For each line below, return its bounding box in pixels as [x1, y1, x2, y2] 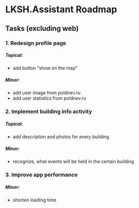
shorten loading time [12, 197, 57, 203]
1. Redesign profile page [5, 40, 66, 47]
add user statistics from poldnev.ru [12, 95, 87, 101]
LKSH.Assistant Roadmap [5, 4, 118, 15]
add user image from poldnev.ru [12, 90, 81, 96]
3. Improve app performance [5, 171, 78, 178]
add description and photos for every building [12, 134, 109, 140]
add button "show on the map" [12, 65, 78, 71]
